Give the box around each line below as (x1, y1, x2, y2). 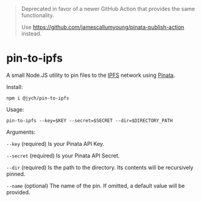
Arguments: (6, 128, 36, 135)
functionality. (21, 12, 54, 19)
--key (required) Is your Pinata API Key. (6, 140, 105, 147)
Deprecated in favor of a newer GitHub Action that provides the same (21, 5, 196, 12)
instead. (21, 30, 42, 37)
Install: (6, 83, 23, 90)
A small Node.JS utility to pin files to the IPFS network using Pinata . (6, 71, 175, 79)
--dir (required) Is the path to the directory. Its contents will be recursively (6, 164, 194, 171)
